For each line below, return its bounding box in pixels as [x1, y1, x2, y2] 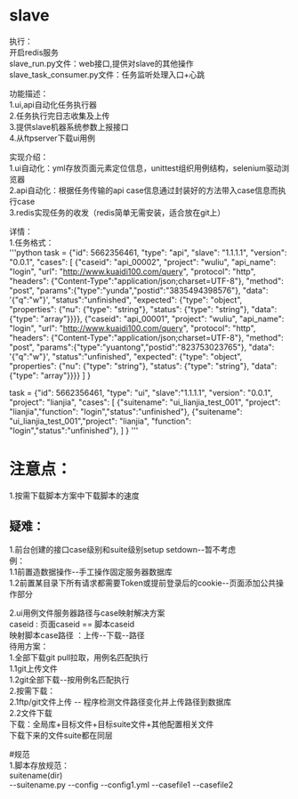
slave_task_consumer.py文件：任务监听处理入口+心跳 [9, 69, 205, 80]
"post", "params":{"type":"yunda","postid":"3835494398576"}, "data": [9, 285, 269, 295]
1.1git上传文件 [9, 663, 58, 674]
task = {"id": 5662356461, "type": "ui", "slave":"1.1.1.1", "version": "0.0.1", [9, 387, 273, 398]
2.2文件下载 [9, 707, 53, 718]
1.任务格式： [9, 237, 54, 247]
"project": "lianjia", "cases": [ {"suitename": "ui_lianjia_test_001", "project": [9, 397, 281, 408]
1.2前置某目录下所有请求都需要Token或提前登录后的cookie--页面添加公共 [9, 577, 277, 588]
